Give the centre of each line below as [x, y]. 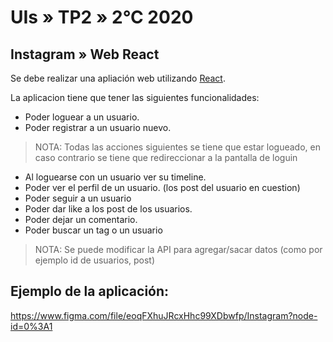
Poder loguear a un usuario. [82, 117]
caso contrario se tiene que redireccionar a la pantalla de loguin [166, 157]
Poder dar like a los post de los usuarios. [108, 209]
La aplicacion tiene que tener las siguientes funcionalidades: [135, 97]
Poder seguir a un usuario [78, 198]
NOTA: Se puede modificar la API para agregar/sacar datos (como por [178, 249]
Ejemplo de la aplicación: [90, 291]
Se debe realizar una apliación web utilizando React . [118, 78]
